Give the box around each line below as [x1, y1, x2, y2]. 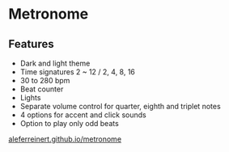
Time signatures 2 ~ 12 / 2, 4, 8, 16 [19, 67, 136, 77]
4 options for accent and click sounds [19, 110, 147, 120]
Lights [19, 93, 41, 102]
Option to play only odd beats [19, 119, 119, 128]
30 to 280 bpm [19, 76, 70, 85]
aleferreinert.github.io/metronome [8, 134, 122, 144]
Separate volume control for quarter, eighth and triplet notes [19, 102, 221, 111]
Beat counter [19, 84, 64, 94]
